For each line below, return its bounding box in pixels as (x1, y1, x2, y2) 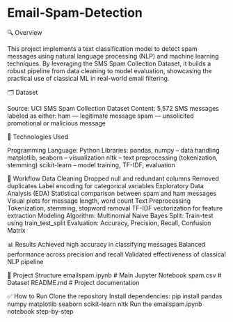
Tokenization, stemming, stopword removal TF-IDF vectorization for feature (7, 204, 223, 212)
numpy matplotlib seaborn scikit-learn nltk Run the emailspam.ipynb (7, 300, 203, 308)
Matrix (7, 226, 26, 234)
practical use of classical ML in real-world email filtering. (7, 74, 170, 82)
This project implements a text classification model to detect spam (7, 44, 198, 53)
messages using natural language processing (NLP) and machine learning (7, 52, 219, 60)
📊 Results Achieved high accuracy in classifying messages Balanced (7, 240, 206, 248)
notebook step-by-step (7, 307, 74, 315)
